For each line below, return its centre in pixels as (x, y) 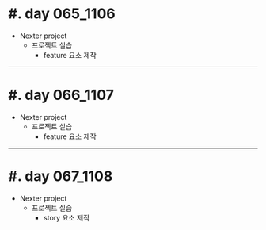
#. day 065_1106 (62, 14)
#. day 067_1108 (61, 176)
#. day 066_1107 (61, 95)
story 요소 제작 (66, 217)
